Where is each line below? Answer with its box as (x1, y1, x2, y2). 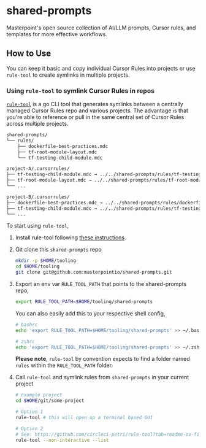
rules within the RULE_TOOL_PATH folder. (15, 361, 113, 369)
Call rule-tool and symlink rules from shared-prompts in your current (15, 374, 189, 381)
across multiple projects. (6, 120, 69, 128)
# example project (15, 392, 63, 398)
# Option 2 (15, 425, 44, 431)
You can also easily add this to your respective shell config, (15, 309, 166, 317)
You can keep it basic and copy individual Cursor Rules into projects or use (6, 64, 196, 72)
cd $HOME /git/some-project (15, 398, 85, 404)
